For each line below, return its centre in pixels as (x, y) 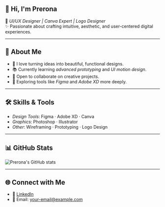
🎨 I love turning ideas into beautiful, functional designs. (68, 64)
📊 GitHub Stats (29, 148)
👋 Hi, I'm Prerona (31, 9)
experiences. (18, 32)
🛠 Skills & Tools (30, 102)
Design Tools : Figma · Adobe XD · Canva (53, 117)
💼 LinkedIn (23, 194)
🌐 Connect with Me (35, 182)
